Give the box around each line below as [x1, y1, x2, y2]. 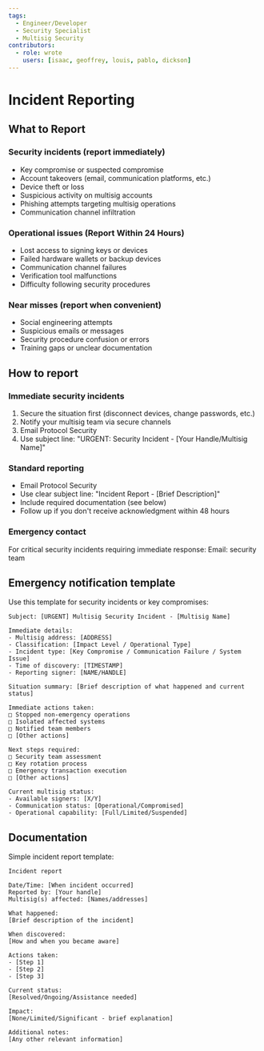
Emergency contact [8, 526, 86, 537]
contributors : [8, 42, 56, 50]
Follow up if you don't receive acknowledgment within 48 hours [19, 506, 230, 516]
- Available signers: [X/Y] [8, 795, 102, 803]
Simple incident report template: [8, 852, 114, 861]
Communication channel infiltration [19, 207, 136, 217]
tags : [8, 11, 26, 20]
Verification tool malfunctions [19, 271, 118, 281]
